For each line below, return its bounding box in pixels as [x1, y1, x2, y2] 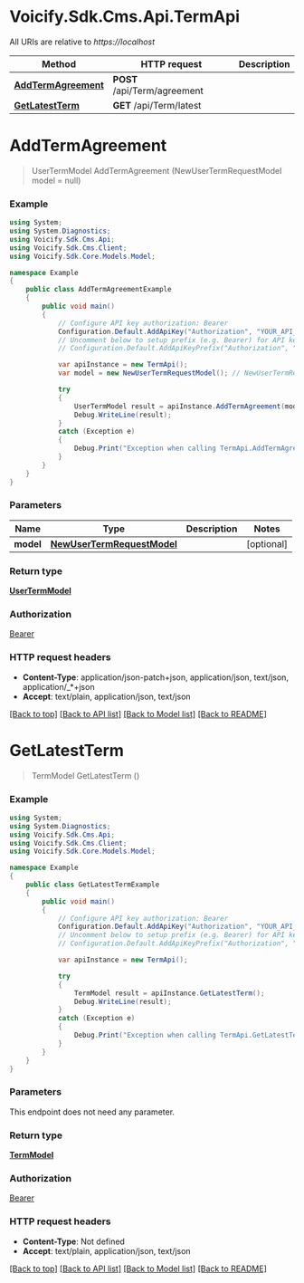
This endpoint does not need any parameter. [9, 1106, 175, 1117]
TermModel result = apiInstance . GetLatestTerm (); [73, 989, 265, 998]
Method [42, 57, 77, 70]
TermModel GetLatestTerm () [31, 770, 140, 780]
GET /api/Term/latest [112, 99, 202, 111]
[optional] [245, 537, 288, 550]
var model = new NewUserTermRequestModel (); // [57, 369, 242, 378]
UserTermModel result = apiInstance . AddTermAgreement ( [73, 401, 285, 411]
